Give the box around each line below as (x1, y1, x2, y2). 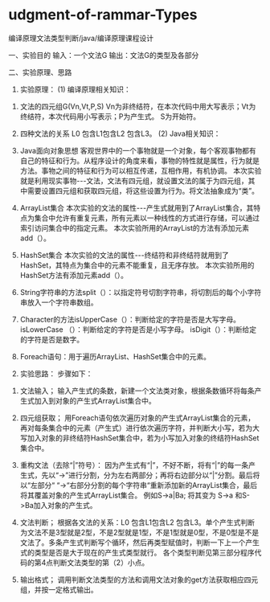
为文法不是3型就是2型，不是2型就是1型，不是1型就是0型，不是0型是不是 (19, 527, 260, 537)
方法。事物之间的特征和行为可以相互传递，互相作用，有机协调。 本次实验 (19, 166, 262, 175)
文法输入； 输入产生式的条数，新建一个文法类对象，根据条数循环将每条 (19, 386, 255, 395)
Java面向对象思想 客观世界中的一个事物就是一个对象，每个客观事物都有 (19, 145, 257, 155)
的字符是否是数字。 (19, 334, 84, 344)
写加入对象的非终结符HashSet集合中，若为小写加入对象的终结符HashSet (19, 432, 260, 443)
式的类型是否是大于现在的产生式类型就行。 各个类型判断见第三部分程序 (19, 547, 255, 557)
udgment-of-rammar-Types (8, 6, 198, 24)
